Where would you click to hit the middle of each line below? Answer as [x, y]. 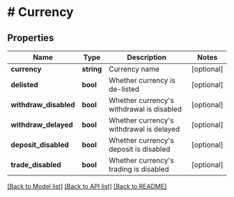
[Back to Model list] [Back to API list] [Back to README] [87, 186]
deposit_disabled [40, 145]
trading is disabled [139, 169]
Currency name [134, 69]
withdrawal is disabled [146, 109]
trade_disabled [36, 165]
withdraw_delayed [42, 125]
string [92, 69]
